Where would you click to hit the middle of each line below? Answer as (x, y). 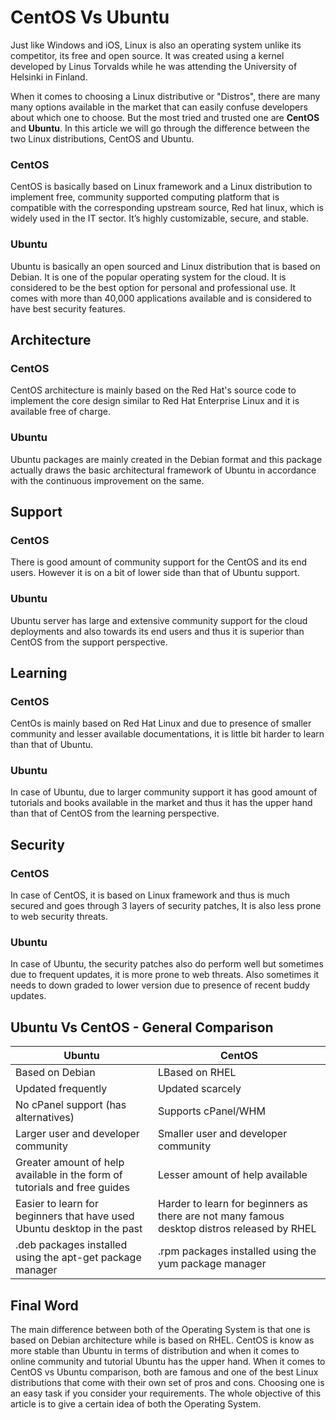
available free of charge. (60, 412)
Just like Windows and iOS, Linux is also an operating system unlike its (156, 45)
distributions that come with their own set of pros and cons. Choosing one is (167, 1383)
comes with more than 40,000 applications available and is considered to (161, 298)
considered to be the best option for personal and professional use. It (153, 287)
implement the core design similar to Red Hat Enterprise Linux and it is (155, 401)
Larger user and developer (77, 1134)
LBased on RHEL (197, 1073)
